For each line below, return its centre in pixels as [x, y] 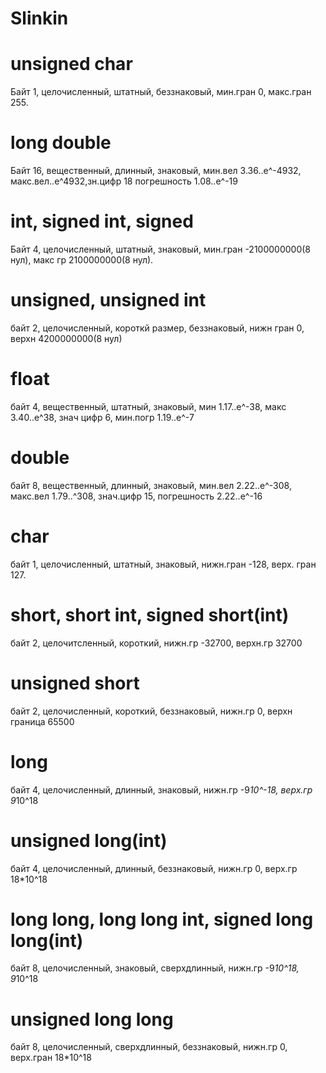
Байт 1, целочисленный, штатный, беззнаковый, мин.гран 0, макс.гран [161, 92]
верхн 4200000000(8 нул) [66, 338]
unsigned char [71, 64]
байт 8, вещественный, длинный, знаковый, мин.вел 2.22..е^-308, [151, 485]
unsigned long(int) [89, 840]
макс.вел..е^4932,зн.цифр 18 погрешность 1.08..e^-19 [124, 181]
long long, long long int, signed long [162, 919]
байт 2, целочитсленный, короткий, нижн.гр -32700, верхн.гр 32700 [156, 643]
